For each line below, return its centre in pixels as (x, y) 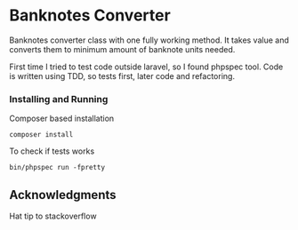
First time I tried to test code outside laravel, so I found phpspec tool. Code (146, 67)
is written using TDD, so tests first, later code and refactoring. (122, 75)
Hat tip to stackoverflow (53, 216)
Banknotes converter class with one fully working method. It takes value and (149, 40)
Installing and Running (59, 99)
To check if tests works (52, 151)
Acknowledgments (63, 195)
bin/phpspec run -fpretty (57, 168)
